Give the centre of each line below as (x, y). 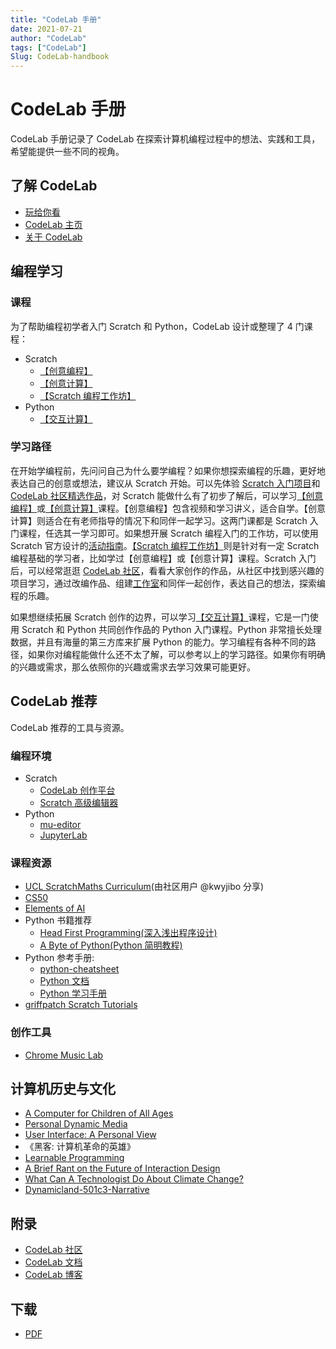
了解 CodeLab (54, 186)
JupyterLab (63, 835)
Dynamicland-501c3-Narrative (87, 1190)
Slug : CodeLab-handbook (60, 57)
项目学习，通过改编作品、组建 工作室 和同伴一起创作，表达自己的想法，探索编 (168, 583)
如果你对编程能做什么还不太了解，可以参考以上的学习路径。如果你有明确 (176, 654)
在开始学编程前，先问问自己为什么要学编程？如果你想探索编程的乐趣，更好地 (168, 470)
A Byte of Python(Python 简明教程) (111, 945)
